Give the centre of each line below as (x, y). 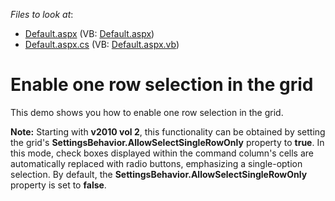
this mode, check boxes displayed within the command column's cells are (162, 153)
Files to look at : (42, 14)
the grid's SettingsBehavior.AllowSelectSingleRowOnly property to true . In (167, 142)
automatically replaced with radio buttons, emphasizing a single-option (156, 163)
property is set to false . (58, 185)
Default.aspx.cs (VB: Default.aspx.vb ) (102, 44)
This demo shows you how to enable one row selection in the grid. (147, 112)
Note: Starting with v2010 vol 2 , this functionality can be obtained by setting (168, 131)
